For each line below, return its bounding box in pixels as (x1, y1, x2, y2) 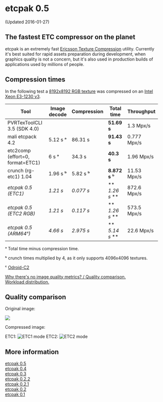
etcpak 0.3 (5, 371, 27, 377)
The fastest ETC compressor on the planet (5, 33, 136, 41)
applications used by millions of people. (5, 61, 84, 67)
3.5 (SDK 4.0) (7, 125, 39, 132)
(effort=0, (7, 153, 30, 160)
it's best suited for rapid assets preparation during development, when (5, 51, 146, 57)
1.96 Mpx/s (127, 153, 154, 160)
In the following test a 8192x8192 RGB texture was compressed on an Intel (5, 88, 153, 94)
